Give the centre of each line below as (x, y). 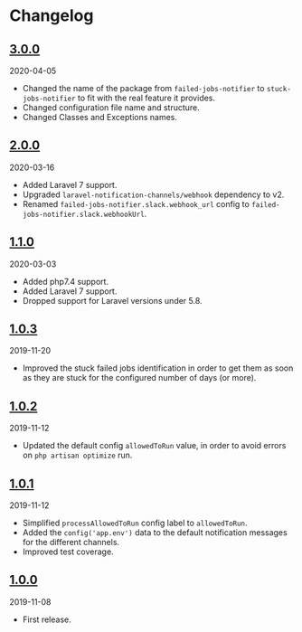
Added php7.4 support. (66, 281)
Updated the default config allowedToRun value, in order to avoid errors (154, 446)
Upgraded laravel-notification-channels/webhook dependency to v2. (153, 194)
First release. (47, 619)
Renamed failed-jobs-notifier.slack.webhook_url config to (136, 203)
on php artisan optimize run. (77, 455)
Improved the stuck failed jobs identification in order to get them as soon (158, 368)
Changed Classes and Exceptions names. (100, 117)
